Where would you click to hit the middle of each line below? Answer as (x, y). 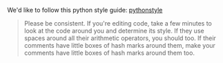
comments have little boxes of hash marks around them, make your (120, 45)
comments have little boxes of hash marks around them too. (109, 53)
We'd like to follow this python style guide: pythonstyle (85, 10)
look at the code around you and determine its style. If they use (114, 31)
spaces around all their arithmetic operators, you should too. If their (120, 38)
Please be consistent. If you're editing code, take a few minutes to (118, 23)
